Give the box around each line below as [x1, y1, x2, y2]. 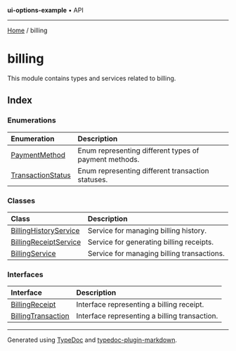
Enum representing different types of [77, 146, 199, 155]
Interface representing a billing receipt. [76, 300, 204, 309]
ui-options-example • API [7, 6, 84, 14]
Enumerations [7, 115, 56, 125]
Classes [7, 196, 36, 205]
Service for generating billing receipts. [87, 237, 214, 247]
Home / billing [7, 26, 48, 34]
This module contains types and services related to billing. [7, 74, 176, 82]
